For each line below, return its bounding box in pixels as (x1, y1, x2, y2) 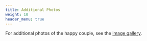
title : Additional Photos (5, 7, 60, 12)
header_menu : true (5, 16, 44, 21)
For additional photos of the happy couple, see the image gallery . (5, 30, 142, 36)
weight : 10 (5, 12, 29, 17)
